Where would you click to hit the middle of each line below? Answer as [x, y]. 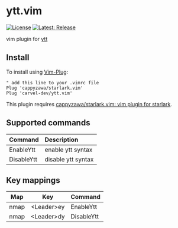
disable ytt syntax [69, 159]
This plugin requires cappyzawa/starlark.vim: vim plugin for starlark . [89, 104]
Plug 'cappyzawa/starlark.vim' [45, 88]
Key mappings [33, 180]
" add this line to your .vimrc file [53, 83]
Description [62, 140]
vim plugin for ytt [27, 39]
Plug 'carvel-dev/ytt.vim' [39, 93]
